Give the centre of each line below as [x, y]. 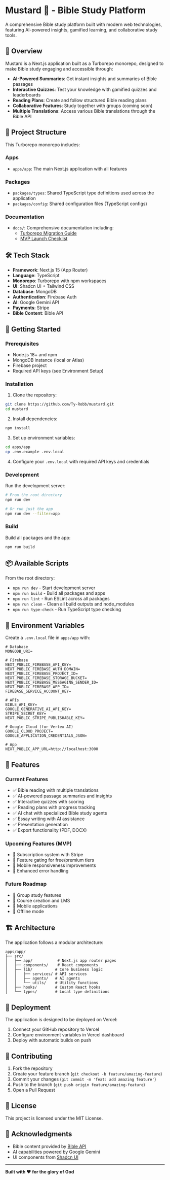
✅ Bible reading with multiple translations [55, 790]
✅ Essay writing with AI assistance [49, 819]
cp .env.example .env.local [35, 452]
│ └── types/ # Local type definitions [57, 992]
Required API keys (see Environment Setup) [58, 370]
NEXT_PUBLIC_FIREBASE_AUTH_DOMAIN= [43, 669]
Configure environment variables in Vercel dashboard [68, 1035]
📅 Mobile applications [35, 906]
